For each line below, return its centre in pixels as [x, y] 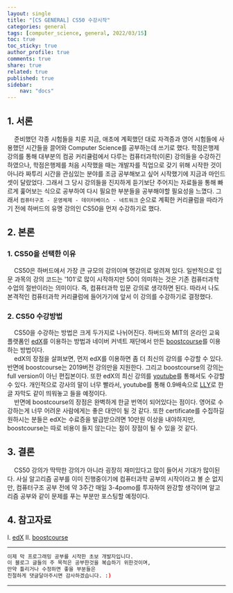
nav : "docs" [37, 91]
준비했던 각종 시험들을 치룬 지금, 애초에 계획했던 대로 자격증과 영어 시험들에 [115, 139]
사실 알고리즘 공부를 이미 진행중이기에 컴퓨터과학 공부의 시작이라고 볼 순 [113, 478]
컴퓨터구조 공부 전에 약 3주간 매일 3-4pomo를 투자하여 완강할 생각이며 [112, 487]
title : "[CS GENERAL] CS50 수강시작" [59, 20]
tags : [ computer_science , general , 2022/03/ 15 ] [77, 33]
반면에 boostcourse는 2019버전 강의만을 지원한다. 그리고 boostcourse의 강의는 [115, 367]
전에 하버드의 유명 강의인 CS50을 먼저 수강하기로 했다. [88, 208]
